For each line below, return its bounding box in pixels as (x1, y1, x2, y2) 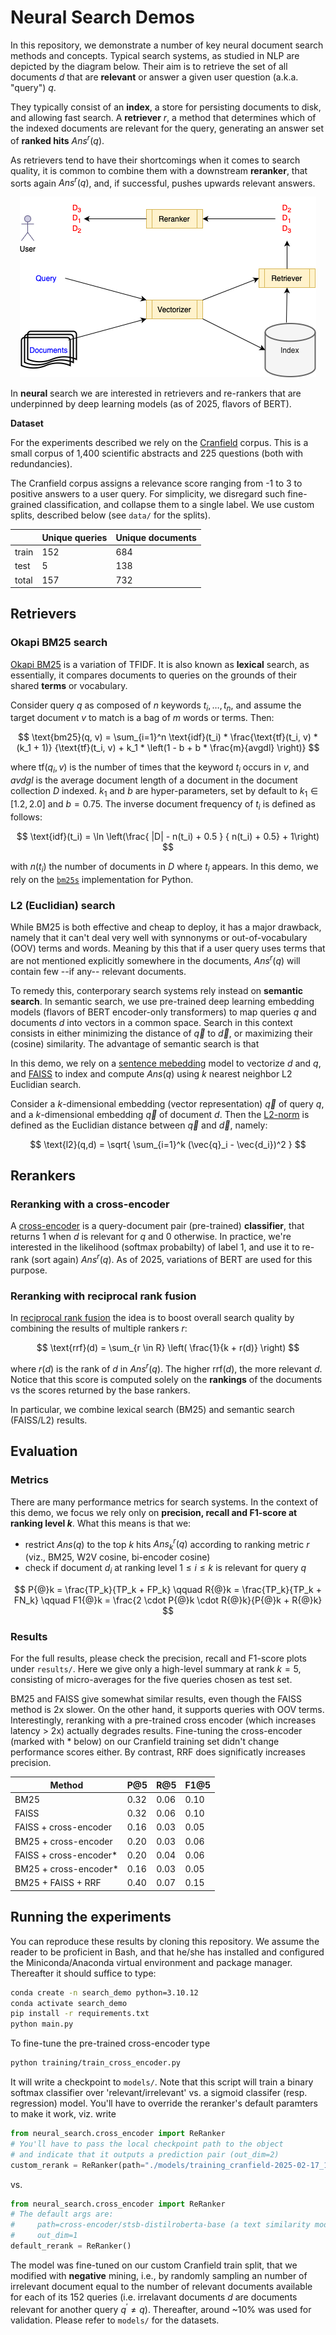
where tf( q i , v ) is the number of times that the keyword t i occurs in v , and (10, 761, 310, 776)
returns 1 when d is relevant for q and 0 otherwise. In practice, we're (10, 1231, 292, 1243)
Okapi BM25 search (10, 636, 108, 650)
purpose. (10, 1264, 48, 1276)
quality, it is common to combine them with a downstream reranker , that (10, 164, 308, 176)
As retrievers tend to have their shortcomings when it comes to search (10, 154, 301, 166)
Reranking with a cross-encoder (10, 1197, 170, 1211)
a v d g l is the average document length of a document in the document (10, 774, 298, 786)
